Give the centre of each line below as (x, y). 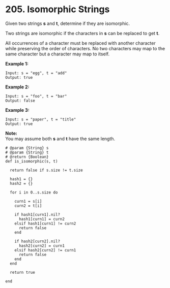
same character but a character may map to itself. (58, 54)
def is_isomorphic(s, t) (32, 161)
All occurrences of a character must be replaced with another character (81, 43)
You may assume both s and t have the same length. (60, 139)
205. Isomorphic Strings (58, 9)
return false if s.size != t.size (46, 170)
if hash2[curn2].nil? (37, 241)
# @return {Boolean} (27, 157)
